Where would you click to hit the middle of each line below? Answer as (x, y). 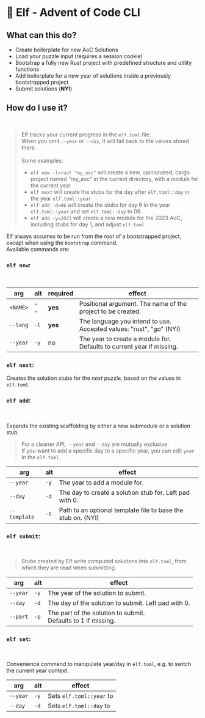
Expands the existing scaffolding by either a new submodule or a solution (99, 426)
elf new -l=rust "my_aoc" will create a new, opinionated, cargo (110, 172)
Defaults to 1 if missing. (82, 620)
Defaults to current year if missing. (128, 347)
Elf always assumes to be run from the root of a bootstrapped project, (94, 236)
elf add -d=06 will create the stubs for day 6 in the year (100, 205)
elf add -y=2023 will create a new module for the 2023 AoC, (106, 218)
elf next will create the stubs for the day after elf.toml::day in (110, 191)
